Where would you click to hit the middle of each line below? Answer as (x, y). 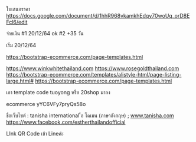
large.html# (20, 81)
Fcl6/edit (17, 22)
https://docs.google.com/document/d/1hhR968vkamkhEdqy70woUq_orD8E (98, 16)
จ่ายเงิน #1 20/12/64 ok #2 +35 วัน (45, 33)
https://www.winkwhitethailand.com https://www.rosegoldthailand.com (93, 68)
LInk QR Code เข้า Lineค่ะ (35, 133)
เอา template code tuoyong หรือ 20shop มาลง (58, 92)
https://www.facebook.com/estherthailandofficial (66, 122)
